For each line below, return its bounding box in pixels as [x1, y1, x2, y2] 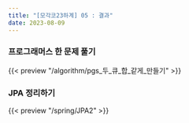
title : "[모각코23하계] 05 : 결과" [8, 11, 113, 20]
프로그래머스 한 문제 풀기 [8, 47, 96, 58]
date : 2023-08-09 [8, 19, 65, 27]
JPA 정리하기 [8, 88, 56, 99]
